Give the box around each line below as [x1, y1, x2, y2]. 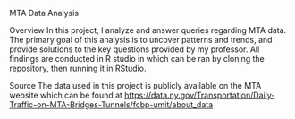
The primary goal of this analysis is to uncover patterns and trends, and [9, 35, 273, 45]
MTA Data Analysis [9, 8, 79, 18]
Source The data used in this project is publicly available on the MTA [9, 81, 262, 90]
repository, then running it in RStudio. [9, 63, 147, 73]
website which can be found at [9, 89, 123, 100]
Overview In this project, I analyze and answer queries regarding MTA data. [9, 25, 287, 35]
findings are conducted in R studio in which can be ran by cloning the [9, 54, 265, 64]
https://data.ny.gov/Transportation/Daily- [124, 89, 275, 100]
